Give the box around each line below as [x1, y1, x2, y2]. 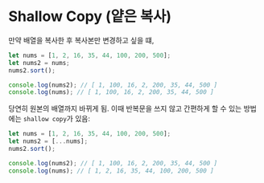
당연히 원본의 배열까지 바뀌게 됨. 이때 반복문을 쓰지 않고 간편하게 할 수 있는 [8, 104, 242, 113]
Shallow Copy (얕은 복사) [8, 7, 171, 26]
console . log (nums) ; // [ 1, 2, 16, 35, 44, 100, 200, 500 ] [8, 166, 215, 175]
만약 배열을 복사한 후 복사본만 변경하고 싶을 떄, [8, 35, 155, 45]
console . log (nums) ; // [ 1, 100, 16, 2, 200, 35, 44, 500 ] [8, 88, 215, 96]
